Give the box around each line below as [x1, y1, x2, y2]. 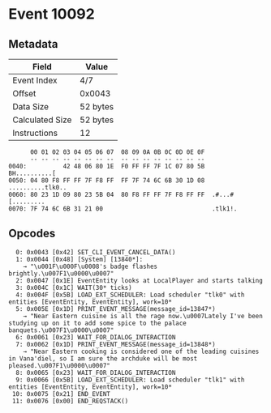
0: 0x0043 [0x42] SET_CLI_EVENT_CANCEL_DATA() [15, 248, 176, 256]
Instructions [12, 127, 58, 138]
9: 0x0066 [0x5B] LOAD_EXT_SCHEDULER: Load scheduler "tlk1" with [15, 376, 245, 384]
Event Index [12, 75, 58, 86]
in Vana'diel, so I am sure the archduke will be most [8, 354, 198, 363]
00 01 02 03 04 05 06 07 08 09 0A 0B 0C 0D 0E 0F [29, 148, 205, 156]
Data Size [12, 101, 49, 112]
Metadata [8, 37, 58, 51]
